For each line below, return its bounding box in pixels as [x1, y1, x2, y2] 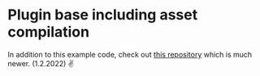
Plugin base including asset [7, 6, 198, 24]
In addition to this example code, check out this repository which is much [7, 49, 253, 59]
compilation [7, 23, 90, 41]
